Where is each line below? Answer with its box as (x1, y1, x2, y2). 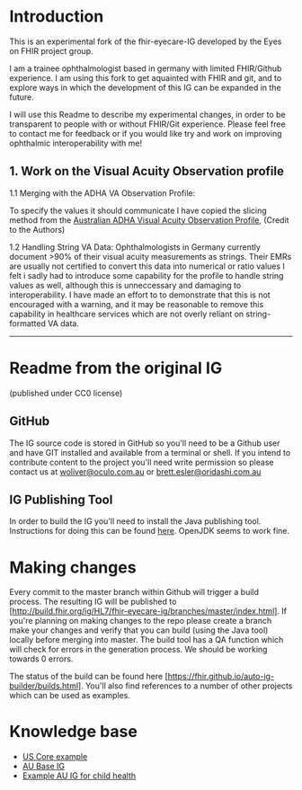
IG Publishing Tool (9, 492, 113, 507)
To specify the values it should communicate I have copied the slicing (9, 205, 267, 216)
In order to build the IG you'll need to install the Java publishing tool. (9, 516, 262, 527)
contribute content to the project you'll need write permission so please (9, 457, 274, 467)
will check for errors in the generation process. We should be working (9, 644, 268, 655)
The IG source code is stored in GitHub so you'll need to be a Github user (9, 438, 280, 448)
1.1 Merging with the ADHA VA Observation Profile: (9, 187, 196, 199)
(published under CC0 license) (9, 387, 123, 398)
